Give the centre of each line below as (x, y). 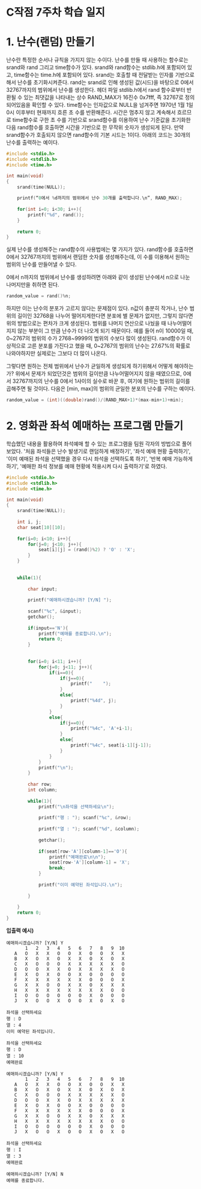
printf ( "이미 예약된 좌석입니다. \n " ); (80, 885)
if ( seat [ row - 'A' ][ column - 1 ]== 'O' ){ (83, 851)
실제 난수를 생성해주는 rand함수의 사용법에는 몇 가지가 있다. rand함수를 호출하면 (100, 249)
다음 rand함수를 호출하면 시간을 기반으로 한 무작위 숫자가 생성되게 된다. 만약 (95, 127)
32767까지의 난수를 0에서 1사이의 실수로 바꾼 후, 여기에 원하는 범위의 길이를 (101, 381)
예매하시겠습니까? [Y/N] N (35, 1175)
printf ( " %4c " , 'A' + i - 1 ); (102, 728)
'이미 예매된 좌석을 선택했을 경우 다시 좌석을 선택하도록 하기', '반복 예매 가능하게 (100, 458)
